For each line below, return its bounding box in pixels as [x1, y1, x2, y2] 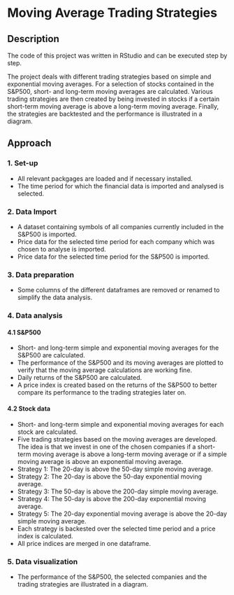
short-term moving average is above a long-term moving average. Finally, [7, 102, 219, 110]
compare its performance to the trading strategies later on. [17, 388, 187, 397]
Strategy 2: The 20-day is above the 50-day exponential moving [17, 472, 203, 481]
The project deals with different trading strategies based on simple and [7, 72, 212, 81]
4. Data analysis [7, 310, 63, 320]
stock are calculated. [17, 428, 78, 436]
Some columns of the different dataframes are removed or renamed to [17, 286, 220, 294]
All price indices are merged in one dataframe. [17, 539, 152, 547]
